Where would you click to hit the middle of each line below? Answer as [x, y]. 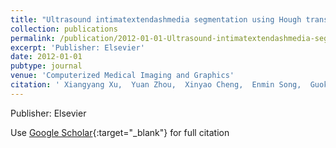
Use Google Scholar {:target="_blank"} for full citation [120, 132]
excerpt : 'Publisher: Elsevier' [77, 47]
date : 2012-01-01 [46, 57]
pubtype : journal [46, 66]
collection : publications [64, 29]
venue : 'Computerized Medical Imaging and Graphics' [122, 76]
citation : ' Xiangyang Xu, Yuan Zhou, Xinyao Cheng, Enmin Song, [156, 85]
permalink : [33, 38]
